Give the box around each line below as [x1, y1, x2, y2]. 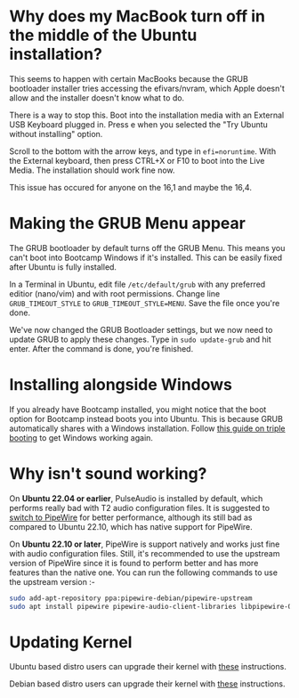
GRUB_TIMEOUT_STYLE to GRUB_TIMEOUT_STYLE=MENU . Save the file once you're [9, 297, 280, 308]
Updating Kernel [9, 632, 133, 652]
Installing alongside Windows [9, 375, 233, 395]
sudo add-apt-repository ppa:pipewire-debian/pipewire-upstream [9, 594, 253, 603]
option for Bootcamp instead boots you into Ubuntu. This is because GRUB [9, 413, 283, 424]
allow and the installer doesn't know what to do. [9, 92, 185, 103]
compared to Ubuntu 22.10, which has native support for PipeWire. [9, 521, 254, 532]
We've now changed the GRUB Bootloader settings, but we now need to [9, 324, 273, 335]
